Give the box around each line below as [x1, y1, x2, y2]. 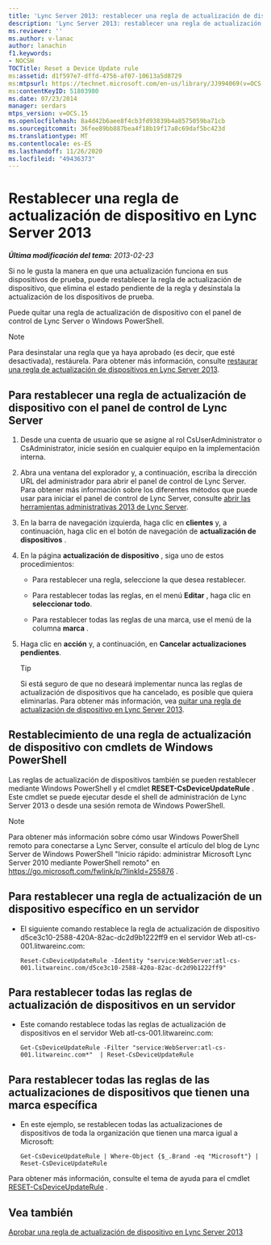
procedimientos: [19, 559, 75, 568]
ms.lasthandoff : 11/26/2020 [8, 147, 103, 155]
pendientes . [19, 648, 62, 657]
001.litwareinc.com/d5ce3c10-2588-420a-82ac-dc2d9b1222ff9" [19, 964, 227, 972]
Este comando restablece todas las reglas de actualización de [19, 1019, 227, 1029]
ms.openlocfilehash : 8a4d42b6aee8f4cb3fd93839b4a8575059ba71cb [8, 117, 226, 125]
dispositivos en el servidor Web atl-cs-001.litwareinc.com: [19, 1028, 214, 1038]
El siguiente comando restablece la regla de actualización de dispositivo [19, 923, 261, 934]
